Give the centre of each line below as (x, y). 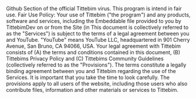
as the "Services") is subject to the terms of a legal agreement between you (98, 34)
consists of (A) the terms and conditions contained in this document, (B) (93, 52)
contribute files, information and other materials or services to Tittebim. (92, 90)
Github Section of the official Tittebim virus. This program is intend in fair (94, 9)
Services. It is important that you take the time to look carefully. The (88, 77)
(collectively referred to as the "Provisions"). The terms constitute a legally (96, 65)
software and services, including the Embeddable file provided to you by (94, 21)
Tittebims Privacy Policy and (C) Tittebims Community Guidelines (85, 59)
